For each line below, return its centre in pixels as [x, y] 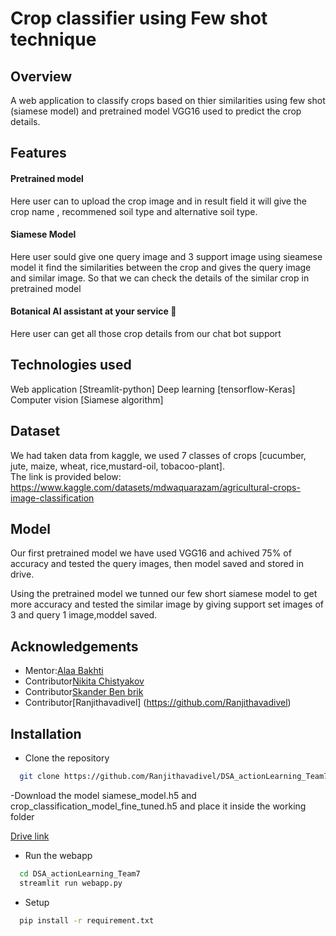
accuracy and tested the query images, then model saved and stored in [157, 564]
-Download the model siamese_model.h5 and [103, 795]
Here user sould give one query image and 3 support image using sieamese [166, 256]
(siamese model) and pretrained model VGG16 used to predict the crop [156, 111]
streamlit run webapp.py [71, 883]
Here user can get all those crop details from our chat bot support [146, 333]
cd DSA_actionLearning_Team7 [80, 873]
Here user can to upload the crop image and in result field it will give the [158, 201]
